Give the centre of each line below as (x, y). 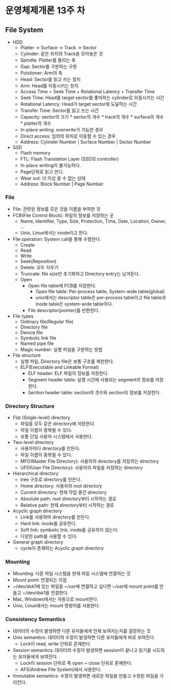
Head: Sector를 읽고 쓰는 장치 (50, 79)
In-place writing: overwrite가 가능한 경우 (62, 130)
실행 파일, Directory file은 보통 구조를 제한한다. (67, 361)
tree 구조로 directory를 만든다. (51, 479)
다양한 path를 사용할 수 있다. (49, 536)
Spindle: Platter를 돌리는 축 (48, 60)
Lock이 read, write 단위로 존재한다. (56, 644)
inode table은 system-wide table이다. (74, 304)
